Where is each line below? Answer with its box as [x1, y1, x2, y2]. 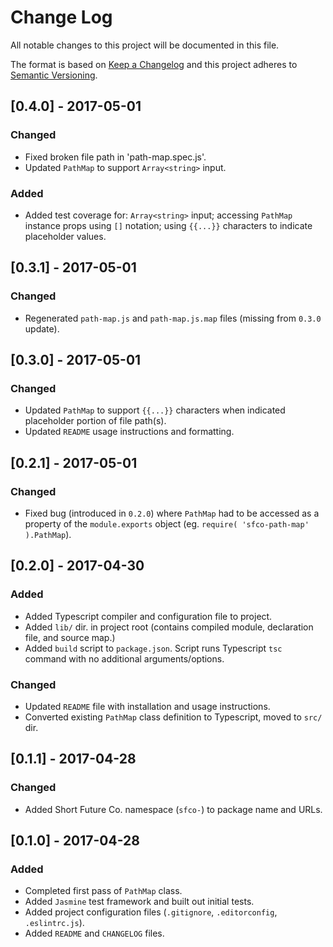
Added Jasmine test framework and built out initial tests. [24, 896, 255, 908]
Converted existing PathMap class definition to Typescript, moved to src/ [24, 711, 323, 723]
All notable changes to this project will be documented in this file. [10, 39, 280, 51]
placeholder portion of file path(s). [24, 415, 167, 427]
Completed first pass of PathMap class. [24, 885, 183, 897]
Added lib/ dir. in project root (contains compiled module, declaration [24, 621, 314, 633]
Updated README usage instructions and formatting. [24, 426, 235, 438]
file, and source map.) [24, 631, 116, 643]
